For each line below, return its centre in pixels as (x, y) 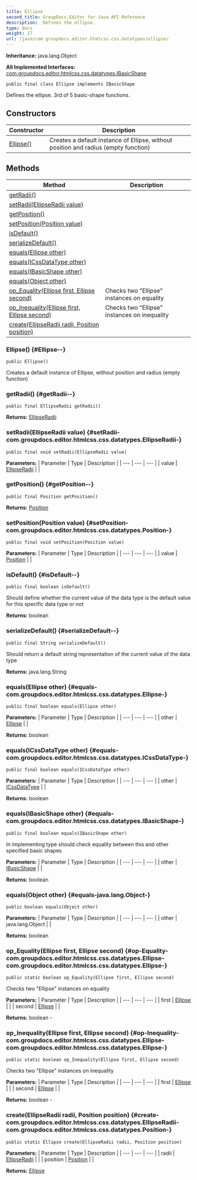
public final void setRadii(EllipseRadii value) (67, 452)
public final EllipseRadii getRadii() (53, 406)
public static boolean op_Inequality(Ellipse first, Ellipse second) (93, 1060)
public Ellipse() (27, 362)
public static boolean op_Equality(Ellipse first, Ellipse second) (90, 978)
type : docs (19, 28)
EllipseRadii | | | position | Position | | (50, 1159)
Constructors (31, 113)
